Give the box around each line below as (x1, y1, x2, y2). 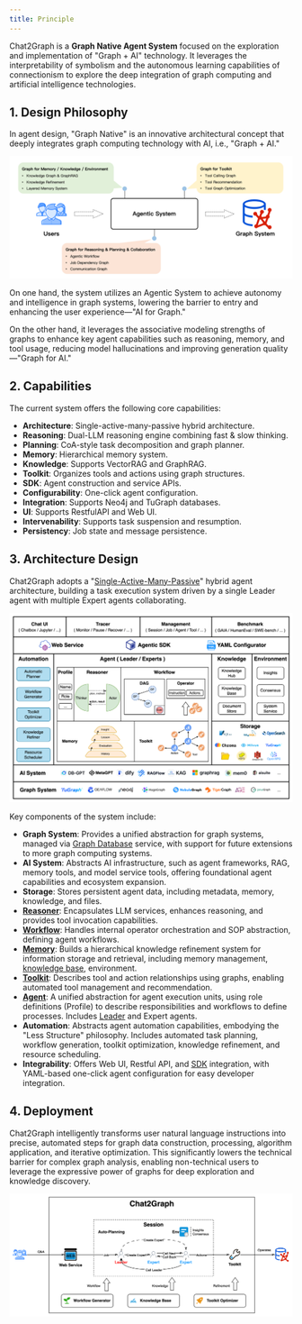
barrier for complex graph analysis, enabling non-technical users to (9, 1156, 259, 1167)
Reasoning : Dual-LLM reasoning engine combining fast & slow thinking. (22, 429, 289, 441)
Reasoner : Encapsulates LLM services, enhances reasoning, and (22, 905, 263, 916)
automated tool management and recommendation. (22, 982, 213, 992)
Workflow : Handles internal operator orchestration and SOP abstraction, (22, 924, 291, 935)
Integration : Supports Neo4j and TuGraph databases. (22, 497, 221, 507)
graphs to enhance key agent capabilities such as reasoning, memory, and (9, 333, 285, 344)
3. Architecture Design (9, 552, 139, 567)
